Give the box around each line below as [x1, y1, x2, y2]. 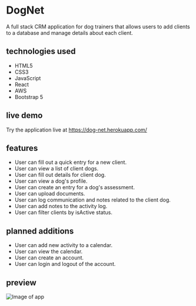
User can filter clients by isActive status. [14, 209, 113, 216]
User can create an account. [14, 254, 84, 261]
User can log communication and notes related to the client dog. [14, 196, 171, 203]
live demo [6, 110, 43, 121]
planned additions [6, 226, 74, 236]
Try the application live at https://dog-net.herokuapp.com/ [6, 126, 147, 133]
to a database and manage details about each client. [6, 29, 134, 36]
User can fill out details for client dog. [14, 172, 106, 179]
